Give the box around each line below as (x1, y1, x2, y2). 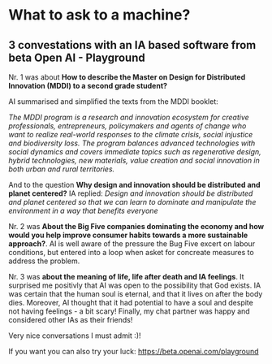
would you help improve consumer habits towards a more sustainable (8, 230, 248, 240)
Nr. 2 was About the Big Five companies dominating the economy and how (8, 222, 265, 231)
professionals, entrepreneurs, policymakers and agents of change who (8, 121, 247, 131)
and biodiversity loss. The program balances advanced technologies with (8, 138, 256, 148)
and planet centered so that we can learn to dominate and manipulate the (8, 197, 257, 206)
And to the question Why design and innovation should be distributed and (8, 180, 261, 189)
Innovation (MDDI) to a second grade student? (8, 81, 168, 90)
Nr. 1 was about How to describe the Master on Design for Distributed (8, 72, 246, 82)
